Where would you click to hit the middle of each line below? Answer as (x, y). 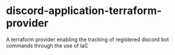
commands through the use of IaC (47, 46)
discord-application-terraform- (84, 11)
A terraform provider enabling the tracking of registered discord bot (88, 39)
